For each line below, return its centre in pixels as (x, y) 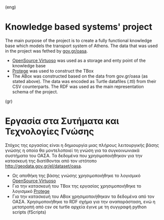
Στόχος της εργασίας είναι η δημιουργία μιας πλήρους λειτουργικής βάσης (82, 145)
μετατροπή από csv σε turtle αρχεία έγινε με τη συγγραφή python (79, 207)
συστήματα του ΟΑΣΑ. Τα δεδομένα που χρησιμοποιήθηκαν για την (74, 155)
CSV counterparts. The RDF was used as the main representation (78, 86)
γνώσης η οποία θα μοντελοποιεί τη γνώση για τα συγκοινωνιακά (72, 150)
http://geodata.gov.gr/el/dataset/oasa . (44, 166)
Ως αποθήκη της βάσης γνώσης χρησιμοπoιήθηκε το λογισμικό (76, 175)
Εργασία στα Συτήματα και (62, 121)
